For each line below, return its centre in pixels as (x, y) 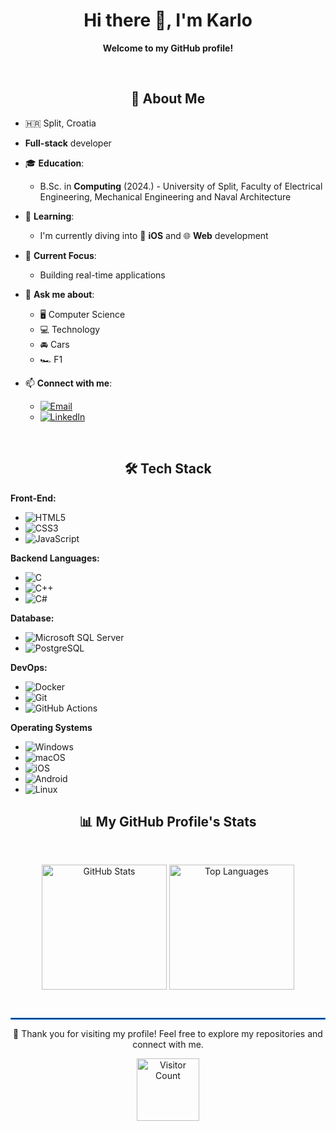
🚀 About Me (168, 99)
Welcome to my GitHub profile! (168, 48)
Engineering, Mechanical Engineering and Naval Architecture (165, 196)
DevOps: (29, 667)
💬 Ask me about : (59, 294)
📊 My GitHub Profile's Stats (168, 821)
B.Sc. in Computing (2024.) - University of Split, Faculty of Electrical (181, 186)
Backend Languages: (55, 558)
